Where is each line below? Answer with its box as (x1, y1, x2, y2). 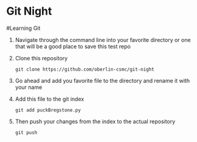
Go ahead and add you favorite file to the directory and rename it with (15, 77, 190, 84)
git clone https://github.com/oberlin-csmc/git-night (15, 66, 154, 73)
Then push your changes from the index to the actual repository (15, 118, 176, 125)
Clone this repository (15, 54, 68, 62)
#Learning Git (6, 24, 41, 32)
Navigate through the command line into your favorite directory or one (15, 36, 191, 43)
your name (15, 83, 43, 91)
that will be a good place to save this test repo (15, 43, 131, 50)
